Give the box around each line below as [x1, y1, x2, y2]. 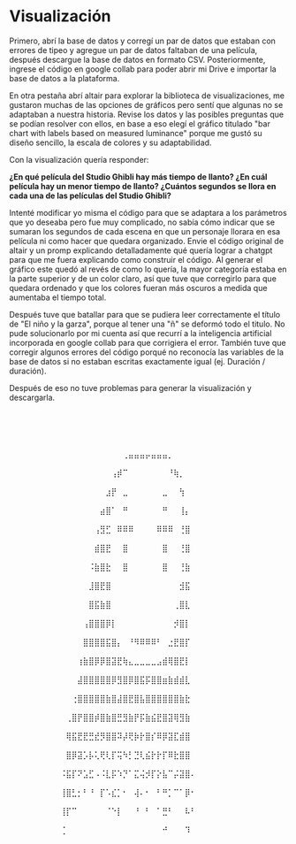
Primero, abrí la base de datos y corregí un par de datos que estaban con [9, 35, 277, 46]
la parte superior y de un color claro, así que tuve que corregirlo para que [9, 272, 277, 284]
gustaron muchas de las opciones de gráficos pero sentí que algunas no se [9, 99, 284, 110]
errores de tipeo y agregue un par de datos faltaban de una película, [9, 44, 258, 55]
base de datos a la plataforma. [9, 73, 120, 83]
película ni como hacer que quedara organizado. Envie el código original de [9, 235, 285, 246]
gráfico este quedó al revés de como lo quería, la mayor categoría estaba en [9, 264, 287, 274]
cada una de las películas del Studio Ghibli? [9, 190, 172, 201]
